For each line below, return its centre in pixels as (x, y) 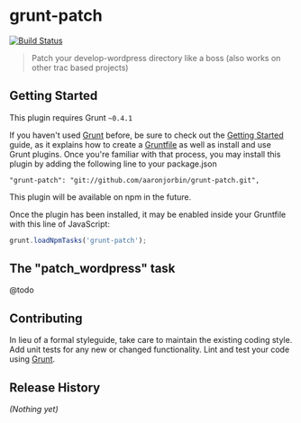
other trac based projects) (80, 67)
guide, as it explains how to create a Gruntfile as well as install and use (141, 144)
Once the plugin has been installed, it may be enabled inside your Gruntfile (148, 214)
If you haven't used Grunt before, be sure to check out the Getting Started (146, 135)
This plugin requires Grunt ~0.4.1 (71, 117)
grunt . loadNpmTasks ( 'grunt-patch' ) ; (78, 240)
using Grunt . (32, 359)
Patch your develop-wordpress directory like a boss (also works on (156, 58)
